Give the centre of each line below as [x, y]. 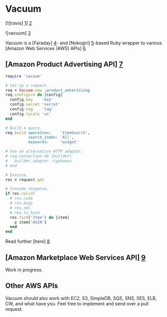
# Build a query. [24, 128]
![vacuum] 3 [18, 33]
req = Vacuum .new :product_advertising [48, 90]
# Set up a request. [27, 85]
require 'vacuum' [24, 76]
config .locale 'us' [31, 114]
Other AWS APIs [32, 286]
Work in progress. [24, 269]
